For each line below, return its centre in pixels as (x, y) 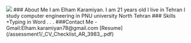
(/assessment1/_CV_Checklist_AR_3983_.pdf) (60, 34)
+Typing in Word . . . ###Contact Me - (52, 22)
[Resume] (111, 28)
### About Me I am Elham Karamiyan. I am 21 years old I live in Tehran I (99, 10)
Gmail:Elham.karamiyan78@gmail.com (52, 28)
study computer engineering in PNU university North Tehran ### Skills (91, 16)
